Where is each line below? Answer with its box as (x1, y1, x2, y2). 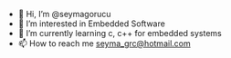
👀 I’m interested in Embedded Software (17, 18, 166, 29)
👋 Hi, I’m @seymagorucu (17, 9, 111, 19)
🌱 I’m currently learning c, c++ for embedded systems (17, 28, 222, 38)
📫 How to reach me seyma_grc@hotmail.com (17, 38, 191, 49)
